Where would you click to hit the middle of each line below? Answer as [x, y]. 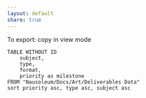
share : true [24, 20]
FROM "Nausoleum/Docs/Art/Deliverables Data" [73, 82]
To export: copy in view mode [49, 39]
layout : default [30, 13]
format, [30, 70]
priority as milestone [52, 76]
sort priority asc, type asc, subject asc [69, 88]
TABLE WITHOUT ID [32, 52]
